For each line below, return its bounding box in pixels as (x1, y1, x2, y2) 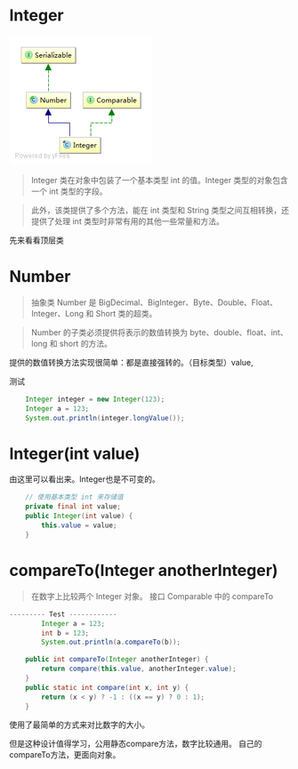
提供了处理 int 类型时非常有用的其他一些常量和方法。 (30, 215, 224, 227)
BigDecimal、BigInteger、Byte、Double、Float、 (98, 297, 278, 308)
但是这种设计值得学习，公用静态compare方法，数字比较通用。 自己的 (9, 738, 262, 749)
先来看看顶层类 (9, 235, 64, 245)
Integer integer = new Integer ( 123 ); (25, 395, 165, 404)
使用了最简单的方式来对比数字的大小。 (9, 719, 149, 730)
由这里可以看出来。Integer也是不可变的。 (9, 474, 160, 485)
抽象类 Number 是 (30, 297, 97, 308)
